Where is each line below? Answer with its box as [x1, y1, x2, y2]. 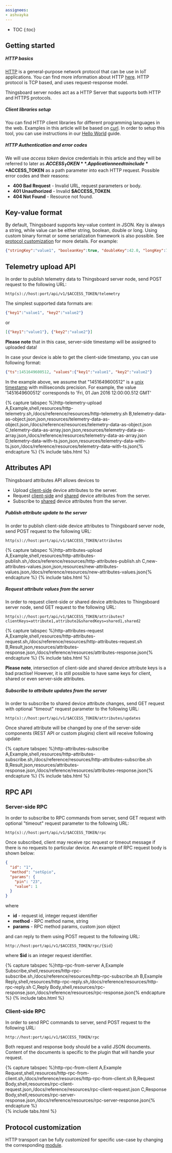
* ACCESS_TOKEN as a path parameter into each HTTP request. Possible [5, 167, 160, 173]
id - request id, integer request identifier [12, 912, 98, 919]
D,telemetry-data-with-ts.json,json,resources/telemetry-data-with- [5, 438, 146, 444]
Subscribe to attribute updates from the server [5, 688, 107, 694]
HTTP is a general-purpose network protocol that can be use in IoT [5, 68, 147, 74]
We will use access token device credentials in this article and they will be [5, 155, 161, 161]
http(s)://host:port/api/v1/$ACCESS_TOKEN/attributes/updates [5, 716, 141, 721]
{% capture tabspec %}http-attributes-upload [5, 547, 102, 553]
